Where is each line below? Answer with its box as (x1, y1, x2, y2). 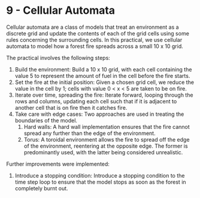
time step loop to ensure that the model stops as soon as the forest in (14, 178, 187, 185)
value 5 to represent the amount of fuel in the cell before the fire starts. (14, 72, 190, 79)
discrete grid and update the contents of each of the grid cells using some (6, 29, 190, 37)
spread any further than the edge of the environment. (23, 130, 156, 137)
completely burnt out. (14, 184, 68, 192)
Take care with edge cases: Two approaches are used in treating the (14, 110, 184, 118)
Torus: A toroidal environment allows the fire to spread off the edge (23, 136, 190, 143)
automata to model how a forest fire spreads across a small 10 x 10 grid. (6, 43, 184, 50)
